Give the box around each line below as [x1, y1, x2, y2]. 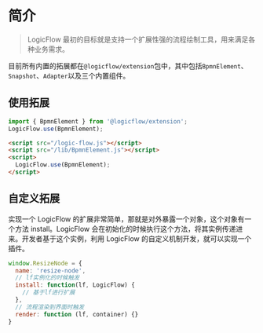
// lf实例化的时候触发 [15, 274, 80, 282]
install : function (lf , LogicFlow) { [15, 281, 135, 289]
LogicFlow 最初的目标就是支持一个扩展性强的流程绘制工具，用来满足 [27, 35, 249, 44]
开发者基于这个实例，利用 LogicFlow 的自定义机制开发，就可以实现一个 [21, 233, 252, 243]
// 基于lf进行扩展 [22, 288, 75, 297]
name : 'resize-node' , [15, 266, 86, 275]
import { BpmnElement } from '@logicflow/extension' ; [8, 117, 188, 126]
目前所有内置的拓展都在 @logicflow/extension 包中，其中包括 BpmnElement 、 [8, 60, 248, 71]
